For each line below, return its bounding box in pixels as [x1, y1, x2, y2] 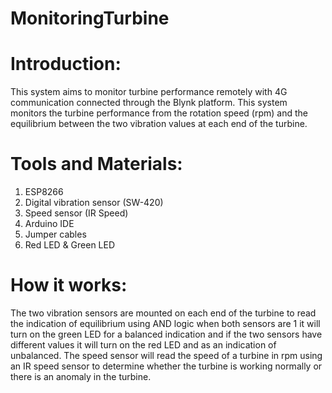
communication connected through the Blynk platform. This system [10, 97, 288, 109]
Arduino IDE [24, 218, 75, 230]
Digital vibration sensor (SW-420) [24, 197, 164, 209]
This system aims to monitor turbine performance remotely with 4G [10, 86, 288, 98]
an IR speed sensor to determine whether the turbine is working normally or [10, 360, 323, 372]
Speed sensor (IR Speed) [24, 207, 129, 219]
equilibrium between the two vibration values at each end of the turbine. [10, 118, 308, 130]
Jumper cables [24, 228, 87, 241]
